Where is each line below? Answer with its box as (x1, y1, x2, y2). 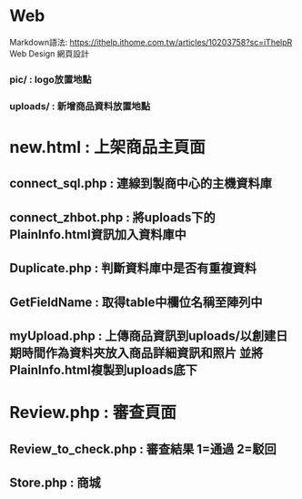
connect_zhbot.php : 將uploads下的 (9, 209, 216, 225)
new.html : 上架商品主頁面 (9, 137, 206, 158)
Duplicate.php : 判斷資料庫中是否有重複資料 (9, 260, 257, 276)
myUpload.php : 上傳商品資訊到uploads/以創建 (9, 328, 277, 343)
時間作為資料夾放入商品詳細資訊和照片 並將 (21, 345, 264, 361)
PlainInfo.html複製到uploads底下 (9, 362, 197, 378)
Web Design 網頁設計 (9, 47, 89, 59)
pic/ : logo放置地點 (9, 73, 93, 86)
